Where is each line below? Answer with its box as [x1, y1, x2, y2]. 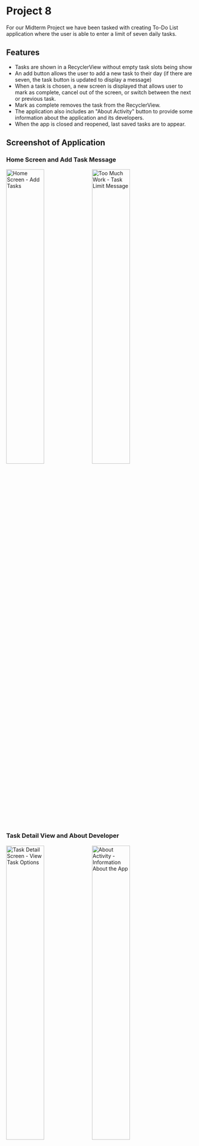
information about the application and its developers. [14, 114, 144, 121]
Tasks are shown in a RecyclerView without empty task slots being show [14, 63, 192, 70]
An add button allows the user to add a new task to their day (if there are [14, 70, 192, 77]
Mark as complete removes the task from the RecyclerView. [14, 101, 161, 109]
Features [6, 48, 40, 58]
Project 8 [6, 4, 52, 18]
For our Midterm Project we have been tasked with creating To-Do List [6, 24, 178, 31]
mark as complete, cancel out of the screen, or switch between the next [14, 88, 191, 96]
